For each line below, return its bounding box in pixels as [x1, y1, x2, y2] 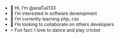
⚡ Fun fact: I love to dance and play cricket [10, 27, 101, 33]
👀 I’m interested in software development [10, 10, 97, 16]
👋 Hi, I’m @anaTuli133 [10, 5, 56, 11]
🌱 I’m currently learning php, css [10, 16, 79, 22]
